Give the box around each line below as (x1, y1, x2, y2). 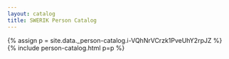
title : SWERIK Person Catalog (7, 17, 97, 24)
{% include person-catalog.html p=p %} (7, 44, 125, 52)
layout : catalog (7, 10, 55, 18)
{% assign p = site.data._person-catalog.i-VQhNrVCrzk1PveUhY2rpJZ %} (7, 36, 223, 44)
